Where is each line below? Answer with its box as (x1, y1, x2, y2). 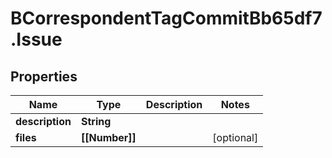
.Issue (10, 28, 63, 51)
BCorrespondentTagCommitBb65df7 (10, 7, 323, 30)
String (80, 115, 112, 128)
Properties (10, 68, 78, 85)
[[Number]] (80, 131, 137, 144)
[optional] (212, 131, 259, 144)
